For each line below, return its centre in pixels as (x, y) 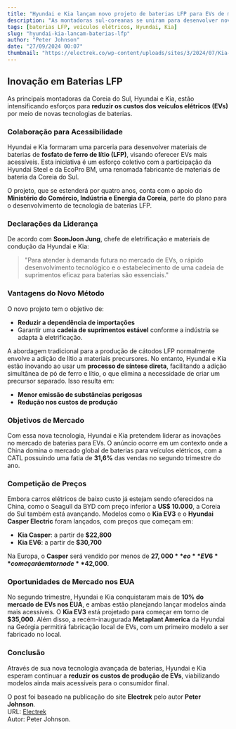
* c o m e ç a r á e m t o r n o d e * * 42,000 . (58, 564)
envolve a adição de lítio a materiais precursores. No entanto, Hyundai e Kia (117, 358)
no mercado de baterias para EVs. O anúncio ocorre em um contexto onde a (118, 443)
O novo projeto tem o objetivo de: (55, 309)
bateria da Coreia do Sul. (43, 177)
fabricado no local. (34, 635)
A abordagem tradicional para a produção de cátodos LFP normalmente (111, 351)
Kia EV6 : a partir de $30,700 (59, 543)
